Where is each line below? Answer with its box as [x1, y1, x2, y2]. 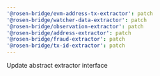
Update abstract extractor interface [6, 61, 109, 69]
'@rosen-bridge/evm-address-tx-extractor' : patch [6, 10, 154, 17]
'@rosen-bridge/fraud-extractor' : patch [6, 36, 126, 43]
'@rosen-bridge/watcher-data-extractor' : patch [6, 17, 147, 23]
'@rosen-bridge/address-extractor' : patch [6, 29, 131, 37]
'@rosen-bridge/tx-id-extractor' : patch [6, 42, 126, 49]
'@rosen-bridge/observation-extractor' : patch [6, 23, 144, 30]
